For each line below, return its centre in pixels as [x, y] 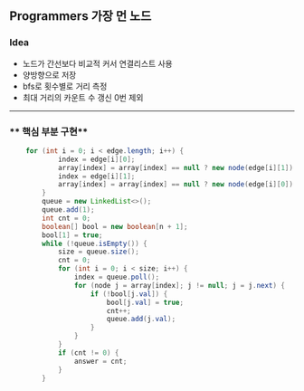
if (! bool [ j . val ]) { [129, 294]
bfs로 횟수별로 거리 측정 [65, 86]
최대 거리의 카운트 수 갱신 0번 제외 [83, 97]
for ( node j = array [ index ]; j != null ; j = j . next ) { [180, 285]
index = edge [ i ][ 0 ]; [96, 159]
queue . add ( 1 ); [68, 210]
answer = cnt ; [100, 361]
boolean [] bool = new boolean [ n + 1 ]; [115, 226]
